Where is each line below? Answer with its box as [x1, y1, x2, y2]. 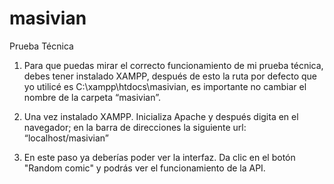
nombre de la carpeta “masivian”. [23, 91, 161, 103]
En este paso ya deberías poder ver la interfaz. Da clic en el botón [23, 151, 296, 163]
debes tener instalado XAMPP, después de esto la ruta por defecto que [23, 70, 317, 82]
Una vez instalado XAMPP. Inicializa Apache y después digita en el [23, 110, 299, 122]
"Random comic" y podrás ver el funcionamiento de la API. [23, 162, 266, 174]
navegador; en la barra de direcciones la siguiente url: [23, 121, 247, 133]
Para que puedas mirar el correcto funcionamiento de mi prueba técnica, [23, 59, 324, 71]
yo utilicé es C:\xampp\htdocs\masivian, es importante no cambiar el [23, 80, 307, 92]
